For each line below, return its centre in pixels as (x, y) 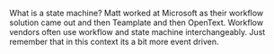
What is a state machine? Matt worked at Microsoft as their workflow (137, 13)
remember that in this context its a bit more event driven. (114, 41)
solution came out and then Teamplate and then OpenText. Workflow (136, 22)
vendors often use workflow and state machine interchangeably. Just (137, 32)
